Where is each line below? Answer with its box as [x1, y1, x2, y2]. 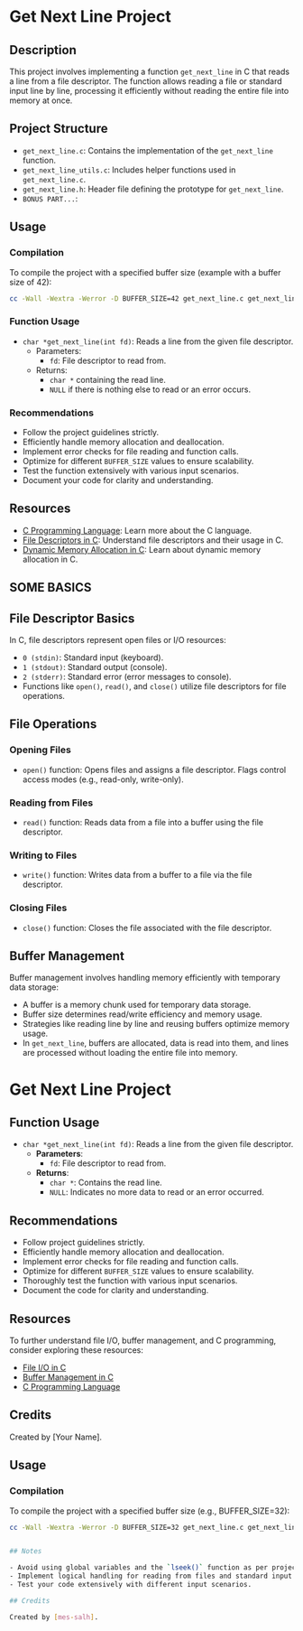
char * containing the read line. [49, 374, 167, 385]
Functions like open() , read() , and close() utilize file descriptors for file [22, 680, 287, 692]
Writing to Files [9, 849, 78, 862]
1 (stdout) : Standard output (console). [22, 661, 168, 672]
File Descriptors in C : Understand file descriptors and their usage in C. [22, 535, 284, 545]
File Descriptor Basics [9, 610, 135, 626]
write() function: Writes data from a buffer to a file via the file [22, 870, 252, 881]
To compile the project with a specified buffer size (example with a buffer [9, 266, 281, 277]
